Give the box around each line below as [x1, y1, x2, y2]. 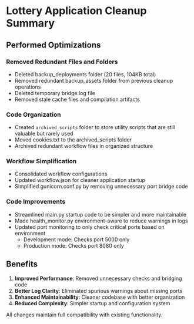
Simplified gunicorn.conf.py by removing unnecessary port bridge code [14, 183, 188, 190]
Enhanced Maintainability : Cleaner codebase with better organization [14, 293, 185, 301]
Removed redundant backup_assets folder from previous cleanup [14, 77, 173, 84]
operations [14, 83, 41, 90]
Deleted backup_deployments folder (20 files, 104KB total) [14, 70, 156, 77]
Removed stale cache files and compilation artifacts [14, 96, 140, 103]
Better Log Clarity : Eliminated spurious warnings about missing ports [14, 287, 183, 294]
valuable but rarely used [14, 130, 73, 137]
